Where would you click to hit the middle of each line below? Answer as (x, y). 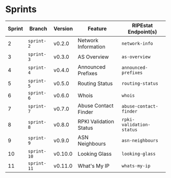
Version (63, 28)
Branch (38, 28)
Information (92, 47)
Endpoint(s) (142, 31)
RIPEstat (142, 25)
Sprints (21, 9)
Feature (97, 28)
